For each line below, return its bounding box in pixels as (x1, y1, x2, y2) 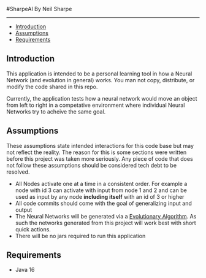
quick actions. (15, 225, 51, 233)
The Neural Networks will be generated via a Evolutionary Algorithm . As (15, 212, 197, 220)
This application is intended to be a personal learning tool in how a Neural (6, 70, 193, 77)
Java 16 (15, 266, 35, 274)
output (15, 206, 32, 214)
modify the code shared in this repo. (6, 83, 98, 90)
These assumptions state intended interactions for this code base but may (6, 142, 194, 149)
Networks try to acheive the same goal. (6, 107, 106, 115)
